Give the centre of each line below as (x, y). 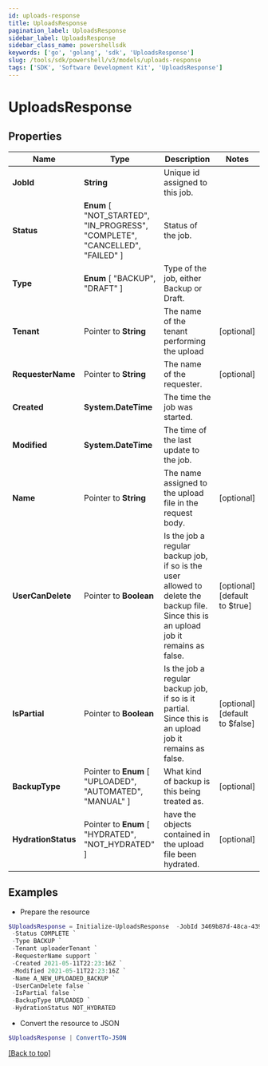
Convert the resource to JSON (69, 1024)
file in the (181, 502)
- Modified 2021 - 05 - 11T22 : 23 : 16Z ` (69, 971)
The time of (185, 430)
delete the (182, 596)
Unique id (181, 172)
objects (177, 824)
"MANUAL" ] (107, 801)
